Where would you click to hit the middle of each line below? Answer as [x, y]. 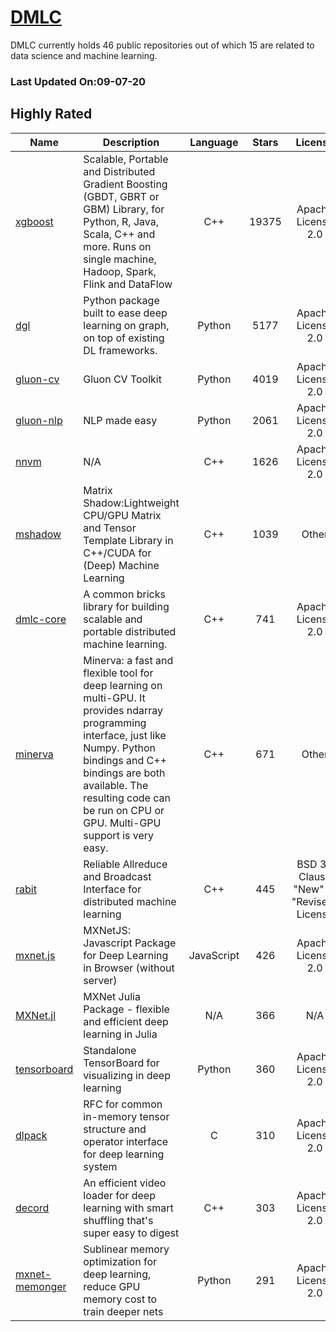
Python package [121, 300]
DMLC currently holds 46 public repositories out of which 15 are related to [162, 45]
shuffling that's [118, 1220]
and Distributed [119, 171]
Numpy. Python [120, 748]
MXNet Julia [112, 996]
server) [100, 980]
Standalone [110, 1050]
